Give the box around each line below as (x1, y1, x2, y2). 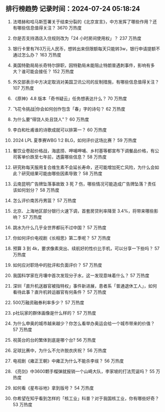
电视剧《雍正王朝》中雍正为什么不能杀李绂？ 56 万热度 (12, 358, 124, 364)
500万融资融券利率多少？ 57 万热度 (12, 299, 84, 305)
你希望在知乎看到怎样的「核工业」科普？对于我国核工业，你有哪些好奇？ (12, 395, 159, 401)
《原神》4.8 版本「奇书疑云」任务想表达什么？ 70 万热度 (12, 95, 127, 101)
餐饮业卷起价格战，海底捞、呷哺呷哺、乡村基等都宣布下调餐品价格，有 (12, 147, 155, 153)
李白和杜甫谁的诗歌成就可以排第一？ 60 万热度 (12, 127, 107, 133)
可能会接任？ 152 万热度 (26, 68, 74, 74)
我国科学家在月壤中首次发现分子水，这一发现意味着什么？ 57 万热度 (12, 272, 149, 278)
